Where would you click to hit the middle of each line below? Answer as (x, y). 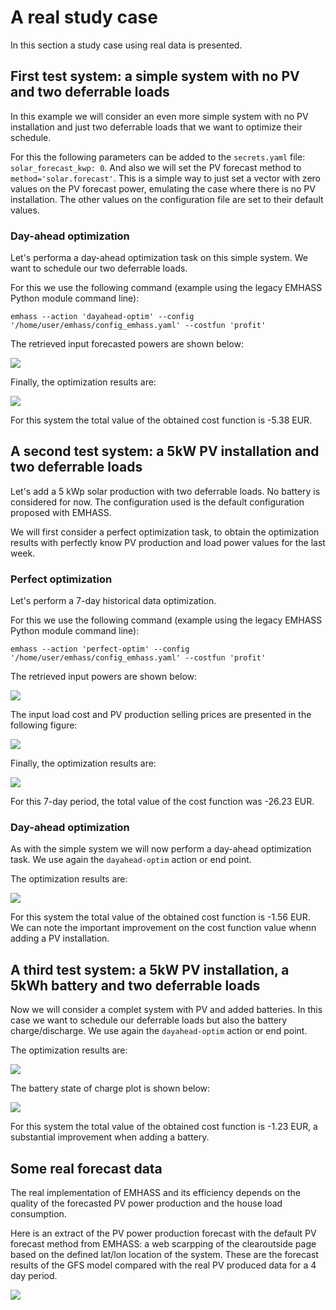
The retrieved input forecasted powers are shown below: (127, 344)
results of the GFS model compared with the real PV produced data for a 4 (163, 1265)
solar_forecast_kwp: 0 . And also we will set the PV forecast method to (156, 167)
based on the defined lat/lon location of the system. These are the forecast (164, 1255)
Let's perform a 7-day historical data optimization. (113, 601)
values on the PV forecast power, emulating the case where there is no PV (163, 188)
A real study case (84, 17)
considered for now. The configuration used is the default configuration (157, 502)
